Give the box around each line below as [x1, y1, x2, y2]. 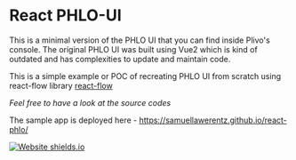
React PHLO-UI [9, 5, 122, 26]
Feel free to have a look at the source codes [9, 97, 172, 108]
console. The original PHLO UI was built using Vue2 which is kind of [9, 44, 258, 54]
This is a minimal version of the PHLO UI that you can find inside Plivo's [9, 35, 271, 45]
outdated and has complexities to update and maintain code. [9, 53, 231, 64]
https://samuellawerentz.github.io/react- [139, 115, 287, 125]
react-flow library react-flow [9, 80, 113, 91]
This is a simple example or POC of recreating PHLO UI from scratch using [9, 70, 282, 81]
